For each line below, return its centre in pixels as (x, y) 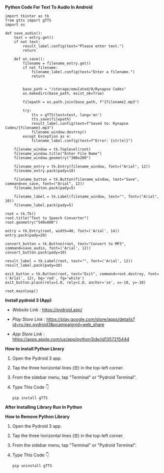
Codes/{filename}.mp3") (29, 128)
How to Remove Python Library (37, 417)
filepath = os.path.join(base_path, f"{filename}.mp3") (81, 102)
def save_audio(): (24, 33)
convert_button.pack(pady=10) (36, 252)
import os (15, 25)
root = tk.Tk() (21, 214)
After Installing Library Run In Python (44, 407)
